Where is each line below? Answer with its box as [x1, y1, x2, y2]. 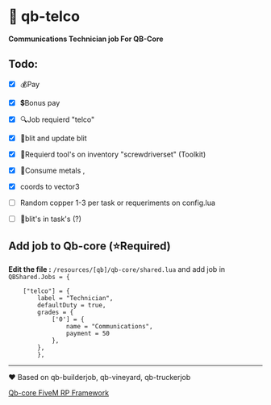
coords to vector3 [19, 182, 80, 191]
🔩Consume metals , [19, 165, 85, 175]
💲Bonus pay [19, 98, 60, 107]
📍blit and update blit [19, 133, 87, 143]
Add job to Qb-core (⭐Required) [8, 239, 171, 253]
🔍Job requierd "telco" [19, 115, 95, 124]
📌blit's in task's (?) [19, 214, 82, 224]
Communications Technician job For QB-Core [8, 34, 164, 44]
